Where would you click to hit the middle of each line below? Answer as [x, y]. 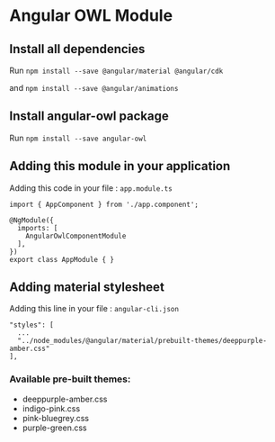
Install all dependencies [77, 49]
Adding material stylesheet [87, 288]
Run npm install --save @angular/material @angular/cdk [116, 70]
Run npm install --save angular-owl [78, 138]
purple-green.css [54, 428]
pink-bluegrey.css [56, 418]
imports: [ [38, 228]
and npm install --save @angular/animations [94, 88]
